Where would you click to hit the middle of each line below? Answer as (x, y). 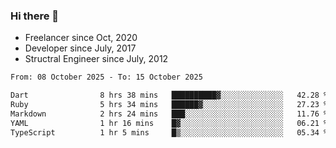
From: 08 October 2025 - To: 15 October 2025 (106, 77)
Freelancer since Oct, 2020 (81, 38)
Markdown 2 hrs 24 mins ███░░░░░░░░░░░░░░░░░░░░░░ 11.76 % (169, 114)
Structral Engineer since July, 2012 (96, 59)
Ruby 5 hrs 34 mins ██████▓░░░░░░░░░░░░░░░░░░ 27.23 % (169, 105)
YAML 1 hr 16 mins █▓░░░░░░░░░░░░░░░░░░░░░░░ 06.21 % (169, 123)
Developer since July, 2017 (80, 48)
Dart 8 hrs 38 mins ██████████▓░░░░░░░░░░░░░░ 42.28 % (169, 95)
